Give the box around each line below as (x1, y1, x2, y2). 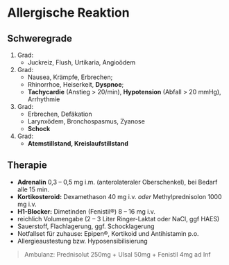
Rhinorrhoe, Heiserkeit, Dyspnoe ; (27, 80, 124, 88)
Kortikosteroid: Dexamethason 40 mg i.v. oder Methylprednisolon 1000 (17, 192, 222, 200)
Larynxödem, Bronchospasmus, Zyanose (27, 117, 146, 126)
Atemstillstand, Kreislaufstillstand (27, 139, 128, 147)
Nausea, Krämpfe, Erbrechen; (27, 73, 113, 81)
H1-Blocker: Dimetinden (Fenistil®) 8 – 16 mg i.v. (17, 207, 156, 216)
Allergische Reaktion (7, 5, 130, 21)
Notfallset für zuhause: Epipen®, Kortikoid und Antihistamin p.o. (17, 229, 199, 237)
